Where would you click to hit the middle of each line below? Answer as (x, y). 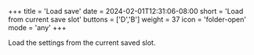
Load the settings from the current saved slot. (82, 43)
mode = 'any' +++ (37, 27)
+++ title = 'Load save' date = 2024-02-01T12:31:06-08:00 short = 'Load (126, 11)
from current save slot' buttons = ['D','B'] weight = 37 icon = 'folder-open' (127, 19)
